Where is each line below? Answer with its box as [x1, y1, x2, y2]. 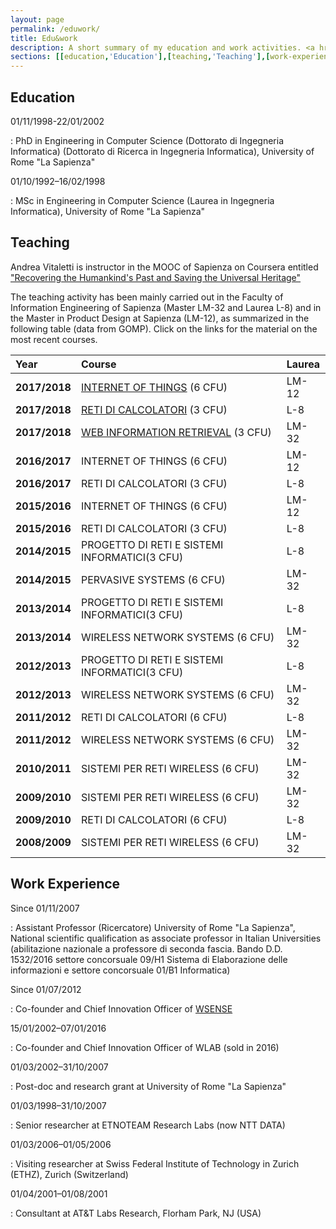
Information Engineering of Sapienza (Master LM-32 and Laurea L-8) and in [10, 301, 322, 313]
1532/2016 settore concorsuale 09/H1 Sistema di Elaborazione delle [10, 953, 288, 965]
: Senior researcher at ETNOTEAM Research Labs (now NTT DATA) [10, 1119, 286, 1131]
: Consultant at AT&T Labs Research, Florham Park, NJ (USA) [10, 1207, 262, 1219]
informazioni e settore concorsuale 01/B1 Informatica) [10, 964, 231, 976]
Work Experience [10, 876, 121, 893]
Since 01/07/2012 [10, 983, 82, 995]
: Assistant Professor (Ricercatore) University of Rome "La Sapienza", [10, 921, 296, 933]
